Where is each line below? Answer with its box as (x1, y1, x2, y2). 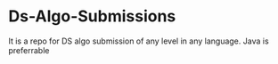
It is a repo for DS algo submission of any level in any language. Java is (8, 36, 269, 46)
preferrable (8, 44, 50, 55)
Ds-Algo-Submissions (8, 6, 176, 27)
